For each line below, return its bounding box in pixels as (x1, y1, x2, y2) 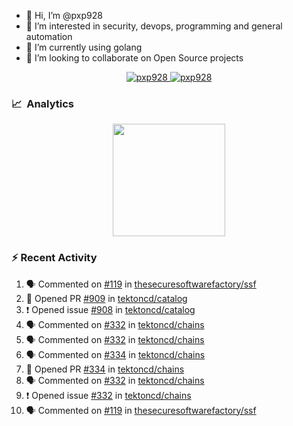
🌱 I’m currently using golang (25, 41, 143, 53)
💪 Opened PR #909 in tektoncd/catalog (25, 292, 188, 304)
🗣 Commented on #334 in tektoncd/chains (25, 348, 206, 360)
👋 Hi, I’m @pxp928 (25, 10, 103, 21)
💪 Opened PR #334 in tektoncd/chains (25, 363, 185, 375)
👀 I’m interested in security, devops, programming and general (25, 20, 283, 32)
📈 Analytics (11, 96, 75, 110)
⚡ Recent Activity (11, 251, 98, 265)
